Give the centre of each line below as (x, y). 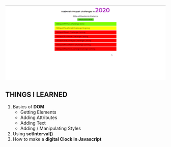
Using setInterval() (33, 134)
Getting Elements (38, 112)
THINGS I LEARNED (36, 94)
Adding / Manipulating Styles (51, 128)
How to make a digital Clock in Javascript (57, 139)
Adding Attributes (39, 117)
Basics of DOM (28, 107)
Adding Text (33, 123)
